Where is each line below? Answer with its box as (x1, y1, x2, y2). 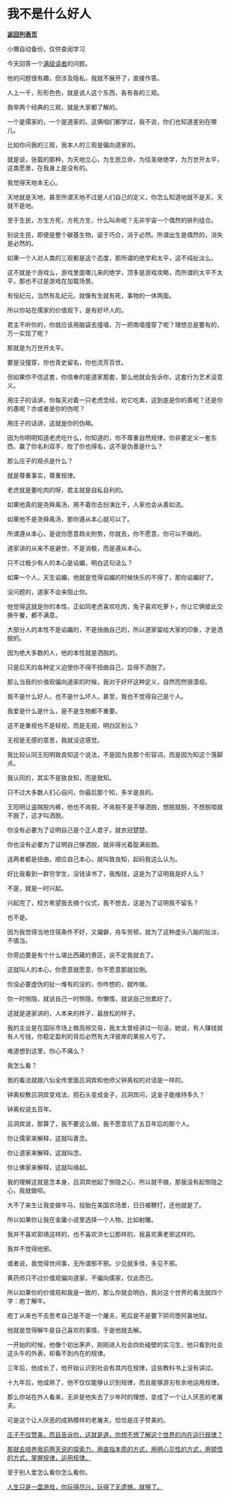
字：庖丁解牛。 (7, 1296, 49, 1305)
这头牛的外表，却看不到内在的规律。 (7, 1349, 110, 1357)
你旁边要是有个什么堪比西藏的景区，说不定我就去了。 (7, 950, 157, 959)
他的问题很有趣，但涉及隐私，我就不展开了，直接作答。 (7, 73, 163, 82)
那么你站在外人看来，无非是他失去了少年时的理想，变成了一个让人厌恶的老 (7, 1392, 217, 1401)
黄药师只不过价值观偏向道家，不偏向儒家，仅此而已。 (7, 1274, 157, 1282)
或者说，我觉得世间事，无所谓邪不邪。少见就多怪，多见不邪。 (7, 1259, 181, 1267)
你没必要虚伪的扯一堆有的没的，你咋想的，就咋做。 (7, 980, 151, 988)
